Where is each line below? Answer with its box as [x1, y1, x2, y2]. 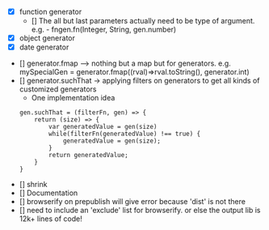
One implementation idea [31, 93, 116, 103]
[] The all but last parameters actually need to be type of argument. [31, 16, 255, 26]
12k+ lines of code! [19, 214, 82, 224]
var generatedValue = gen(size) [48, 123, 158, 131]
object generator [19, 33, 76, 43]
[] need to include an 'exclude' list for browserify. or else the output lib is [19, 206, 261, 215]
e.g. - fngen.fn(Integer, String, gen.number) [31, 24, 177, 35]
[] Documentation [19, 188, 78, 198]
